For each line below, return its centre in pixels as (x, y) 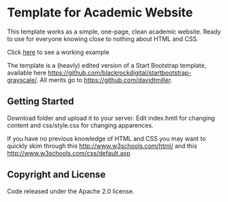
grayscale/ (22, 79)
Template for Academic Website (100, 13)
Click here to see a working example (58, 52)
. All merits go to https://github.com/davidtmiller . (104, 79)
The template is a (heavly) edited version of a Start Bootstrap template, (107, 65)
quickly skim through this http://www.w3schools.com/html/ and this (102, 146)
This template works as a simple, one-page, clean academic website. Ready (114, 31)
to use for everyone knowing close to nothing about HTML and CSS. (103, 38)
